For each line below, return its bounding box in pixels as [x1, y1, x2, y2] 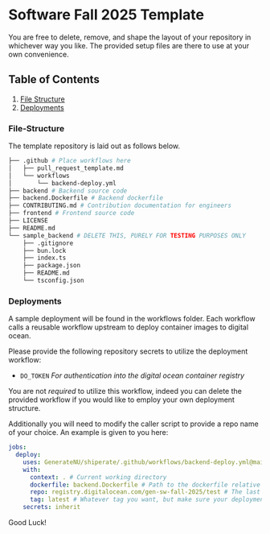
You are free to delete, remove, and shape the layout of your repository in [8, 32, 252, 42]
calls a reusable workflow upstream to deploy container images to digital [8, 322, 249, 332]
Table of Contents [8, 72, 100, 86]
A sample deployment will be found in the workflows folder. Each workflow [8, 314, 256, 324]
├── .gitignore [22, 239, 74, 247]
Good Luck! [8, 518, 47, 528]
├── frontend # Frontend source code [8, 209, 135, 217]
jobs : [8, 443, 27, 452]
